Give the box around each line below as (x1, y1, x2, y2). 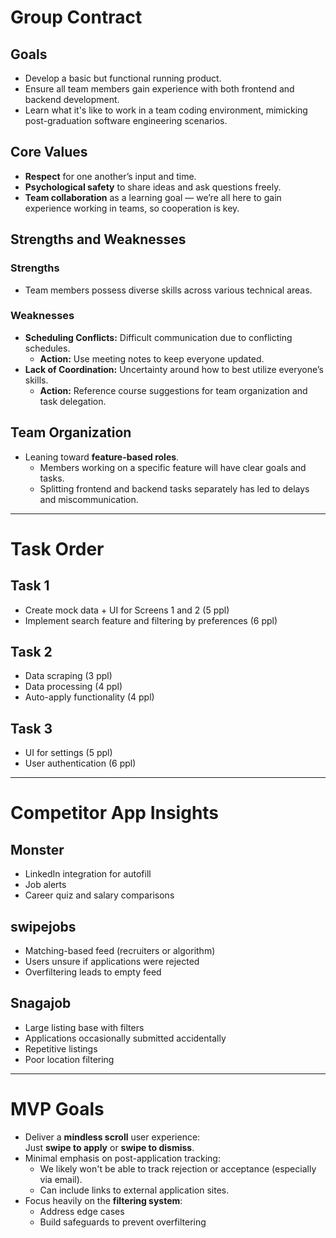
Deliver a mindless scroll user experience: (24, 1131, 201, 1143)
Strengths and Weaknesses (10, 231, 187, 248)
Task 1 (10, 577, 50, 595)
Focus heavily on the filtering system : (24, 1194, 183, 1206)
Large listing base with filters (24, 1021, 145, 1033)
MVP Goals (10, 1098, 105, 1121)
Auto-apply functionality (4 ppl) (24, 691, 155, 703)
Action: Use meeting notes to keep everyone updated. (39, 352, 265, 365)
